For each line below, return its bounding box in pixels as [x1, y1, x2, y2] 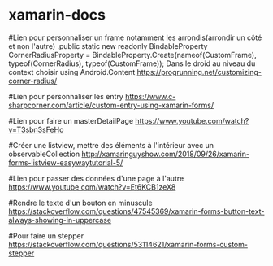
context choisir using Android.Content [8, 67, 136, 76]
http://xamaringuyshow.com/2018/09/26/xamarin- [80, 149, 250, 159]
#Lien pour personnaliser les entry [8, 91, 123, 101]
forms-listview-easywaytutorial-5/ [8, 157, 123, 168]
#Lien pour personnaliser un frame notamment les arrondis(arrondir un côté [8, 33, 262, 42]
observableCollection [8, 149, 80, 159]
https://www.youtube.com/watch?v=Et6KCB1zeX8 [8, 181, 176, 192]
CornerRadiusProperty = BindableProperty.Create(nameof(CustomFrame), [8, 50, 258, 59]
